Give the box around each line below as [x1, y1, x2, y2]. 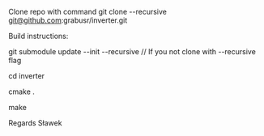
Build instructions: [8, 32, 69, 40]
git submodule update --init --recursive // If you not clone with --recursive [8, 47, 257, 56]
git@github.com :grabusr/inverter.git [8, 15, 128, 25]
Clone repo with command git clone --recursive [8, 7, 168, 16]
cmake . [8, 87, 35, 96]
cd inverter [8, 71, 45, 80]
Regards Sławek [8, 118, 62, 128]
